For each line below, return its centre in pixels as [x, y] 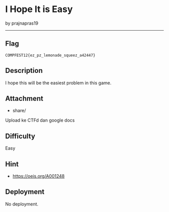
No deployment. [22, 204]
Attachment [24, 98]
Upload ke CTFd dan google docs [40, 120]
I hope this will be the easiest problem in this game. [58, 83]
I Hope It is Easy [39, 9]
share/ [19, 111]
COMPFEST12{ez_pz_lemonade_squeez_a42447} [50, 55]
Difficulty [20, 136]
